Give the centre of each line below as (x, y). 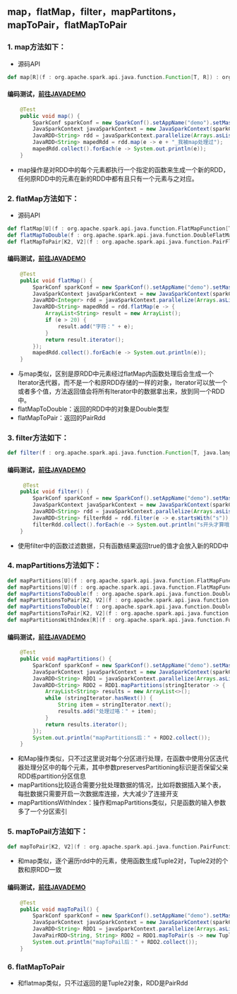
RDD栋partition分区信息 (51, 776)
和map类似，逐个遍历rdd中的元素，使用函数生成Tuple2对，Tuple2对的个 (123, 861)
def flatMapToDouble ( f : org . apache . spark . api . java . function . (101, 235)
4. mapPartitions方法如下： (54, 565)
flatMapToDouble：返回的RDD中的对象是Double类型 (93, 409)
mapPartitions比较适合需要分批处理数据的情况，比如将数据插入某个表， (121, 785)
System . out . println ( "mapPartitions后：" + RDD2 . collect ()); (122, 738)
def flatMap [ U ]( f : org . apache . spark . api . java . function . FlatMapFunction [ (118, 229)
